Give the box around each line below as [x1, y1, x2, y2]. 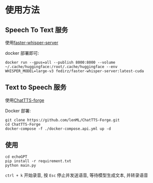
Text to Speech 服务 [5, 83, 67, 92]
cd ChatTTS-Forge [5, 122, 41, 127]
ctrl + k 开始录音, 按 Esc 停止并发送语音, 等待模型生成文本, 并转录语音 [5, 172, 149, 178]
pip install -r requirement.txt [5, 158, 71, 163]
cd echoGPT [5, 154, 28, 159]
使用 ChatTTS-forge [5, 97, 44, 103]
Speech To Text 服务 [5, 26, 68, 34]
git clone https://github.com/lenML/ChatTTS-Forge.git [5, 117, 120, 122]
